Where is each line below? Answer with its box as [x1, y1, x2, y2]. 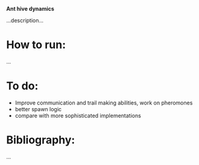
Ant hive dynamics [6, 5, 54, 12]
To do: [6, 79, 39, 93]
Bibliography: [6, 133, 75, 147]
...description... [6, 17, 44, 24]
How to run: [6, 38, 66, 52]
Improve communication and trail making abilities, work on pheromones [14, 99, 193, 106]
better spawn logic [14, 105, 62, 112]
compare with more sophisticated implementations [14, 112, 142, 119]
